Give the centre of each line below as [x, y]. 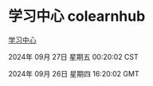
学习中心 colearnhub [77, 16]
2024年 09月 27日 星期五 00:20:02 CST [74, 57]
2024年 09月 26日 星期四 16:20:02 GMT [74, 73]
